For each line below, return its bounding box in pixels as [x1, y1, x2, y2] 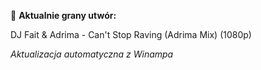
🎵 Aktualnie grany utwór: [10, 10, 117, 21]
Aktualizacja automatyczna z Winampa [10, 48, 174, 60]
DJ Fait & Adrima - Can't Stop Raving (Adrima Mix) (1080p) [10, 29, 252, 40]
